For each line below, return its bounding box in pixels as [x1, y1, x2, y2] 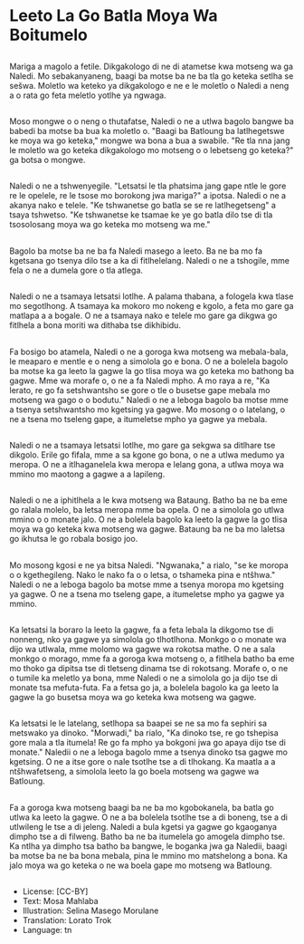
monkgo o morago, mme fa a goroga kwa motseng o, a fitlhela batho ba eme [9, 653, 295, 664]
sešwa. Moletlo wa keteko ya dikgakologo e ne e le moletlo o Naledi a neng [9, 80, 290, 91]
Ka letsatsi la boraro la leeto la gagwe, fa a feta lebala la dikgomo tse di [9, 624, 274, 635]
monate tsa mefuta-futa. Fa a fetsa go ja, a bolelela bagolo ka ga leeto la [9, 682, 279, 693]
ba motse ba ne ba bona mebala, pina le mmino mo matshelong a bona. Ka [9, 850, 288, 861]
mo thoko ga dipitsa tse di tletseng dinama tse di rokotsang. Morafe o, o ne [9, 663, 289, 674]
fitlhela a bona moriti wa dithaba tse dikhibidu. [9, 320, 181, 331]
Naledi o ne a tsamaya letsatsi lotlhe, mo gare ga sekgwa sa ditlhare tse [9, 439, 276, 450]
